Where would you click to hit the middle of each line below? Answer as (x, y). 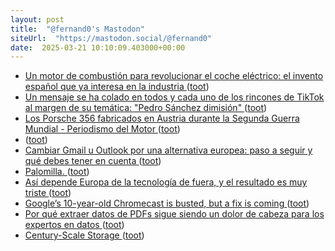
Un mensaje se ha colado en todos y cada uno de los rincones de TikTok (174, 97)
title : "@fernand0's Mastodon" (77, 29)
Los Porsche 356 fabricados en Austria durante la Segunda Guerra (162, 118)
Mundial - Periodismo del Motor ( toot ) (102, 129)
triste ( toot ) (48, 193)
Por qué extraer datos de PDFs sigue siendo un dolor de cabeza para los (174, 214)
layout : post (37, 19)
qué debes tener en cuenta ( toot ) (93, 161)
